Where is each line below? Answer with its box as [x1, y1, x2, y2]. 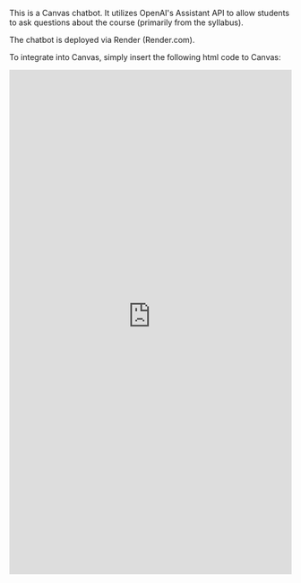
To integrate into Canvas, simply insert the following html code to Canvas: [9, 52, 281, 62]
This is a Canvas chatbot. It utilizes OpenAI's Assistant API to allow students [9, 8, 289, 18]
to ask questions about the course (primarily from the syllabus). [9, 17, 244, 28]
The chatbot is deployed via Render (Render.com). [9, 35, 195, 45]
